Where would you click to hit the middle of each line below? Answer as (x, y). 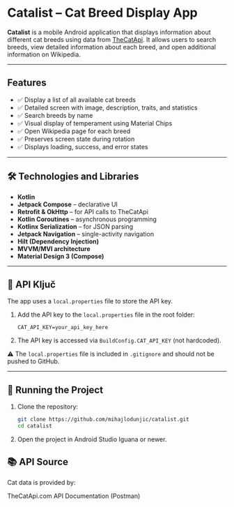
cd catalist (34, 426)
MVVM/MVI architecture (54, 248)
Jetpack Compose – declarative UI (68, 204)
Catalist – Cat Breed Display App (102, 13)
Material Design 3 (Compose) (61, 256)
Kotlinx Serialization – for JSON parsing (75, 226)
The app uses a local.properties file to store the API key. (90, 301)
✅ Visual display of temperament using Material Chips (95, 123)
